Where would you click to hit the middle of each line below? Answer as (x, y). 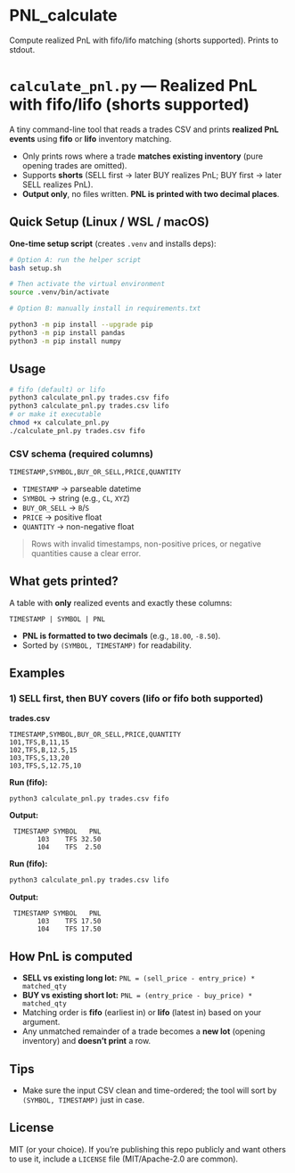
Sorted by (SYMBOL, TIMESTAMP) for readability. (107, 645)
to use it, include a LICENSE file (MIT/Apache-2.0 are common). (124, 1159)
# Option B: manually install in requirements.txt (105, 308)
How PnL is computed (71, 956)
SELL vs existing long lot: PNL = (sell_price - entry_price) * (139, 978)
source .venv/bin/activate (59, 292)
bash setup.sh (36, 268)
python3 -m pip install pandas (67, 332)
